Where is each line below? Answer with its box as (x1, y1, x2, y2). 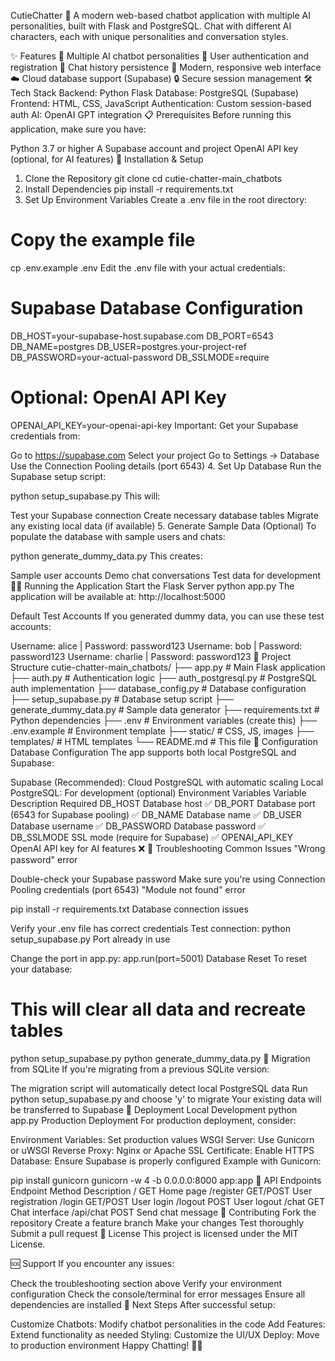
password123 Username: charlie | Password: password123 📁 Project (10, 650, 292, 662)
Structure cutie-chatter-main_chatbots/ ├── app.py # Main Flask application (10, 661, 326, 673)
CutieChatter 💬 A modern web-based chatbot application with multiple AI (10, 10, 312, 21)
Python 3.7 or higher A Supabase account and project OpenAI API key (10, 143, 299, 154)
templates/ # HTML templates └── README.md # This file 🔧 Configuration (10, 735, 318, 747)
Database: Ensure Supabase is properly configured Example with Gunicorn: (10, 1155, 322, 1167)
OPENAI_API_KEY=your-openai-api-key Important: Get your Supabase (10, 419, 299, 431)
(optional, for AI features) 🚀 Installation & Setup (10, 153, 204, 165)
